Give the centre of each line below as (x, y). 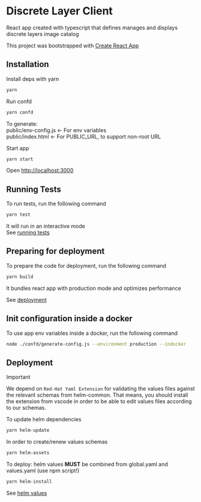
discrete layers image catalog (43, 34)
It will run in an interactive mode (46, 226)
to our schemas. (26, 408)
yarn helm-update (28, 430)
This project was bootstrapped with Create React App (73, 46)
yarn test (19, 215)
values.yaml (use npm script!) (43, 471)
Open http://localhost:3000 (40, 170)
